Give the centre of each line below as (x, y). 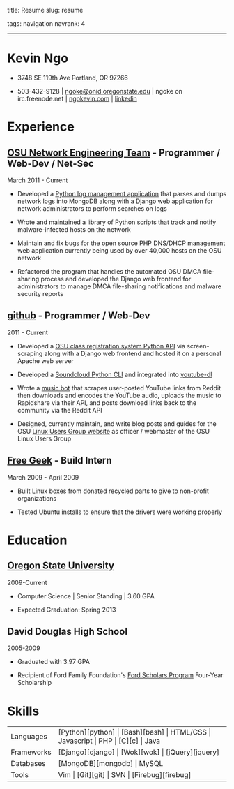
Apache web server (46, 361)
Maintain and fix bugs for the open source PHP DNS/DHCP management (121, 243)
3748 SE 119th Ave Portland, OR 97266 (73, 78)
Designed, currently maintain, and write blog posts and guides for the (117, 423)
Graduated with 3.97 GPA (54, 662)
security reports (40, 293)
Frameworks (31, 752)
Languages (29, 737)
